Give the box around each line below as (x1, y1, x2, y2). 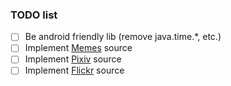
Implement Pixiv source (24, 53, 122, 65)
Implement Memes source (24, 42, 133, 54)
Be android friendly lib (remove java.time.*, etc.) (24, 31, 222, 43)
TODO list (10, 8, 58, 22)
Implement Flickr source (24, 64, 125, 77)
